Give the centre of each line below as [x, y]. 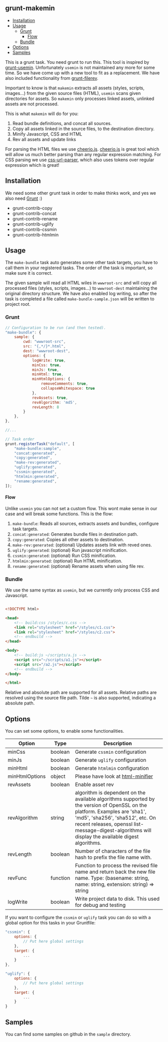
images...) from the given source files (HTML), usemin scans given [73, 93]
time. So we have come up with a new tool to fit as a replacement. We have [82, 73]
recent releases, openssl [104, 824]
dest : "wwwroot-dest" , [47, 351]
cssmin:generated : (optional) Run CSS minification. [64, 555]
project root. [18, 304]
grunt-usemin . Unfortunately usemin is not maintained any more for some [80, 67]
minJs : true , [45, 370]
